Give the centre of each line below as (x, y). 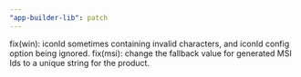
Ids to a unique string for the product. (80, 63)
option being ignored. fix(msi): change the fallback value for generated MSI (150, 53)
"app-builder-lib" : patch (58, 18)
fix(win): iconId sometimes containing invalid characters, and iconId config (150, 43)
